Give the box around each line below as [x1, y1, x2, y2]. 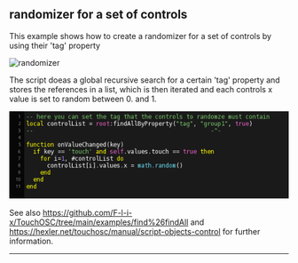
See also [9, 207, 42, 218]
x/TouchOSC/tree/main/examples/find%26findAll [9, 217, 189, 227]
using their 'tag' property [9, 40, 100, 51]
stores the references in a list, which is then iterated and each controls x [9, 84, 273, 94]
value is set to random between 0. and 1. [9, 93, 157, 104]
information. [9, 235, 54, 246]
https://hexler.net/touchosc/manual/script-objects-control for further [9, 226, 261, 236]
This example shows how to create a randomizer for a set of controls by [9, 30, 272, 41]
